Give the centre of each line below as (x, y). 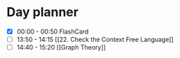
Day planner (42, 12)
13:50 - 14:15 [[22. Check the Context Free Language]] (95, 39)
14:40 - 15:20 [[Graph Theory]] (61, 48)
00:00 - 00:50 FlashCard (53, 31)
